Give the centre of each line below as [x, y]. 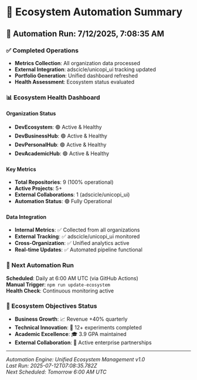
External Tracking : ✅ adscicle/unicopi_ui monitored [77, 237]
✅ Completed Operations [43, 51]
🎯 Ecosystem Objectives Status [52, 306]
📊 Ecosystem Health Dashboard [53, 97]
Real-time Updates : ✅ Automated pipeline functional [78, 250]
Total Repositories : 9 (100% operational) [64, 182]
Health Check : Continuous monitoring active [60, 291]
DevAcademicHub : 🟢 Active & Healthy [62, 153]
